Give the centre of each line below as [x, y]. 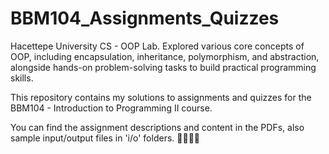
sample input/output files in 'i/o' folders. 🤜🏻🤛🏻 [105, 138]
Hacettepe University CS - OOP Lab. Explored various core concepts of [157, 46]
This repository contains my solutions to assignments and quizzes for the [161, 97]
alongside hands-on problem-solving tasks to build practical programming [163, 67]
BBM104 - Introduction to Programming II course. [111, 108]
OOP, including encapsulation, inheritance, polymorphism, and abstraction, [165, 56]
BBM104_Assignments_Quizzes [145, 18]
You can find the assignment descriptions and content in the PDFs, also [157, 127]
